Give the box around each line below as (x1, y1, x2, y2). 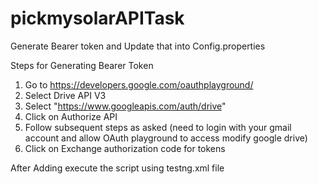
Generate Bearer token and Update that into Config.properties (10, 40, 266, 52)
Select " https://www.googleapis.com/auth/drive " (24, 100, 227, 112)
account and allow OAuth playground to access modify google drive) (24, 132, 308, 144)
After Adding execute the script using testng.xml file (10, 162, 225, 174)
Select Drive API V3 (24, 89, 107, 101)
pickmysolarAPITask (10, 7, 185, 30)
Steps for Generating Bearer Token (10, 59, 154, 71)
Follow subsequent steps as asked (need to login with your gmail (24, 121, 292, 133)
